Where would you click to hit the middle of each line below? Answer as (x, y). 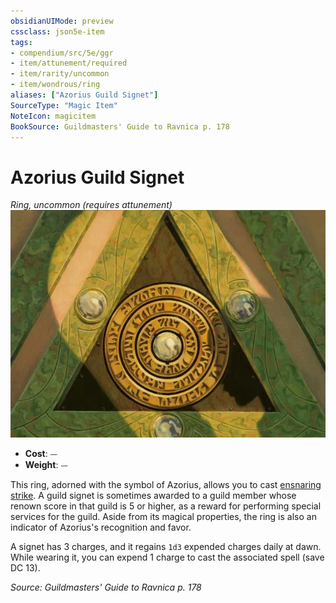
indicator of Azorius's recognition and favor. (101, 527)
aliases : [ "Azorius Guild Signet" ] (84, 95)
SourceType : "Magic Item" (64, 105)
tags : (21, 42)
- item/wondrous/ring (55, 85)
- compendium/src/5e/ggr (62, 53)
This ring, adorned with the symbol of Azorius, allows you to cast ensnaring (166, 485)
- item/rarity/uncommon (60, 74)
